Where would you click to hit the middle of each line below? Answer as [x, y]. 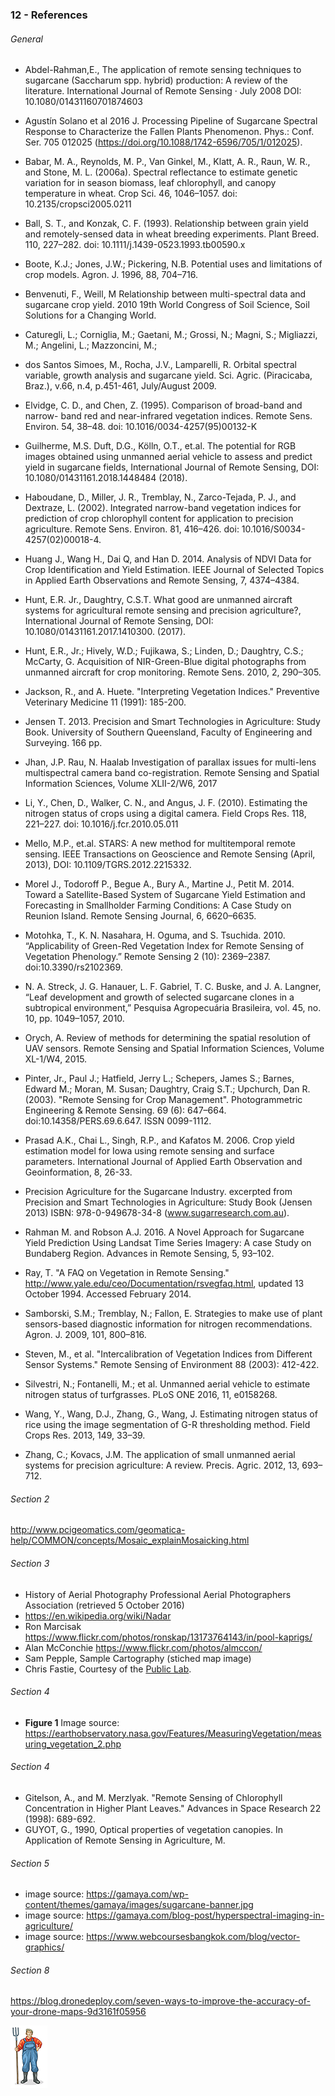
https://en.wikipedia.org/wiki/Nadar [98, 1615]
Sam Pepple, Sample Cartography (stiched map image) [138, 1658]
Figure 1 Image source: [72, 1722]
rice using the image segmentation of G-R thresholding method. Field [167, 1425]
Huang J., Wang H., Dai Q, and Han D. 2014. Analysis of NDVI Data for [168, 559]
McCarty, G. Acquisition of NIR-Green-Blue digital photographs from [165, 662]
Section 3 [30, 1563]
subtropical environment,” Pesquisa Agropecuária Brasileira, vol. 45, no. [173, 1008]
